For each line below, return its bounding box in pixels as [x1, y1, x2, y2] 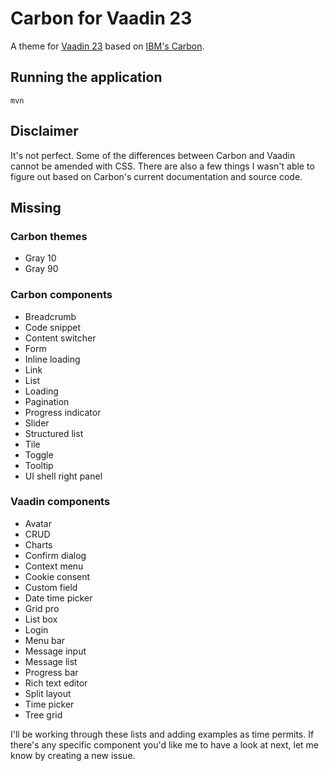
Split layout [24, 687, 72, 699]
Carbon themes [10, 229, 88, 243]
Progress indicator [24, 406, 102, 418]
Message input [24, 645, 87, 657]
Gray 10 [24, 252, 57, 264]
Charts [24, 538, 53, 551]
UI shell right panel [24, 470, 103, 482]
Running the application [10, 69, 163, 86]
